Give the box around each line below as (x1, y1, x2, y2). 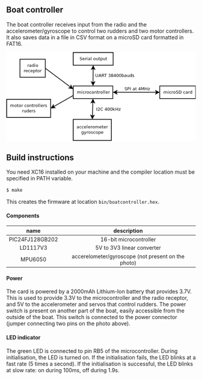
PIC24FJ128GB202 (8, 236, 58, 243)
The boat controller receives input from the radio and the (6, 21, 147, 28)
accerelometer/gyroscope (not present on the (72, 253, 185, 260)
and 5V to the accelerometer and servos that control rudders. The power (6, 301, 186, 308)
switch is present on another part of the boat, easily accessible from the (6, 307, 185, 314)
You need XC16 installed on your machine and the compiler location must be (6, 168, 195, 176)
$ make (6, 187, 23, 194)
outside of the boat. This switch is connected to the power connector (6, 314, 177, 321)
